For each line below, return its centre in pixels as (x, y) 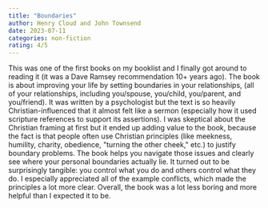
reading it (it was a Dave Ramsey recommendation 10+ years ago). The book (134, 77)
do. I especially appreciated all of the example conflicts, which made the (127, 179)
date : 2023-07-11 (37, 30)
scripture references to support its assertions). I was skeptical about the (127, 119)
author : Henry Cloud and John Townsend (75, 23)
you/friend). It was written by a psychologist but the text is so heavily (122, 102)
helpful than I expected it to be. (60, 196)
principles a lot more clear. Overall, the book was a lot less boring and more (133, 187)
